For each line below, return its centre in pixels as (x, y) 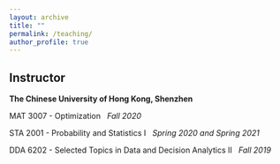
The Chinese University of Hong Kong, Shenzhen (101, 99)
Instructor (38, 77)
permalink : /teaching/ (51, 34)
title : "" (27, 26)
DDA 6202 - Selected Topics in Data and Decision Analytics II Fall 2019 (140, 150)
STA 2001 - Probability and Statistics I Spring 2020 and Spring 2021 (135, 133)
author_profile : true (49, 42)
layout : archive (39, 17)
